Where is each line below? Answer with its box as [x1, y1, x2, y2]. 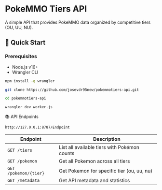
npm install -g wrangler [5, 78, 55, 83]
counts [58, 150, 75, 157]
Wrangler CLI [12, 69, 39, 75]
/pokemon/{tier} [7, 171, 45, 176]
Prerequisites [5, 53, 37, 60]
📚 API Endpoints [5, 114, 39, 119]
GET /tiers [7, 147, 32, 153]
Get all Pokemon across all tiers [58, 158, 130, 164]
